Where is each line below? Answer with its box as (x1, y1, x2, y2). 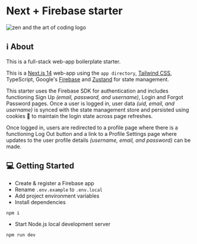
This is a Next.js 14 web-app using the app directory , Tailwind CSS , (6, 69, 172, 77)
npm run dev (6, 232, 36, 238)
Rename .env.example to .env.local (14, 186, 103, 193)
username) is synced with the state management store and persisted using (6, 106, 189, 113)
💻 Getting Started (6, 161, 74, 171)
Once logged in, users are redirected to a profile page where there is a (6, 123, 178, 131)
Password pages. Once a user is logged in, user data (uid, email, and (6, 100, 175, 107)
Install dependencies (14, 198, 66, 205)
